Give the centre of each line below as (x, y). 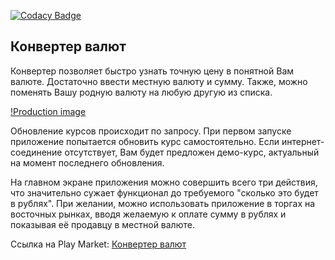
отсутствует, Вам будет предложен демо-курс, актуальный (192, 152)
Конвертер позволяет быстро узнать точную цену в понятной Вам (152, 71)
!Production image (48, 111)
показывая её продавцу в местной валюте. (102, 224)
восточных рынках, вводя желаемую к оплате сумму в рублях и (148, 214)
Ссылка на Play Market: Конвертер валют (98, 244)
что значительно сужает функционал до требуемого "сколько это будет (164, 192)
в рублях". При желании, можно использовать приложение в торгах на (163, 203)
